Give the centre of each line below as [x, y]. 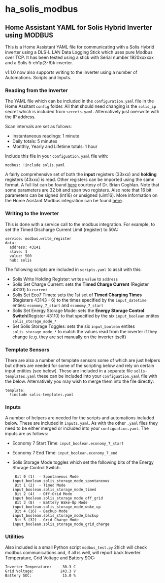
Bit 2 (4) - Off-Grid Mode [43, 494]
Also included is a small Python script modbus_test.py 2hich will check [76, 547]
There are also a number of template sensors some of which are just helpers [82, 360]
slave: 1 [18, 251]
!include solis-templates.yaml [42, 395]
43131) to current [30, 289]
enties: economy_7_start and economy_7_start [58, 305]
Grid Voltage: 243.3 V [41, 571]
